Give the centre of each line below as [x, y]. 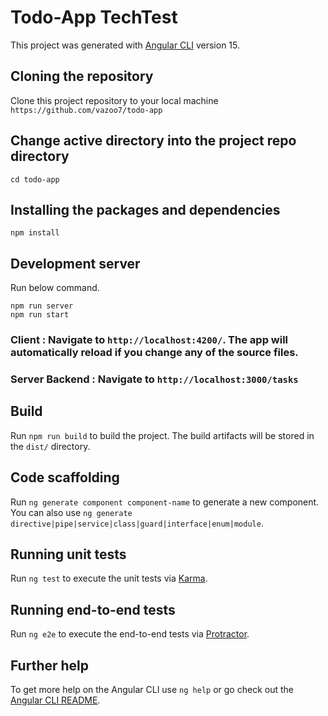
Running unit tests [68, 554]
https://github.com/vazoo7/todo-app [86, 110]
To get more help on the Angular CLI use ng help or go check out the [152, 690]
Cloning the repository [82, 76]
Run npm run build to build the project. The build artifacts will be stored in [162, 435]
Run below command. [55, 288]
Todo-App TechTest [94, 17]
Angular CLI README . [55, 700]
